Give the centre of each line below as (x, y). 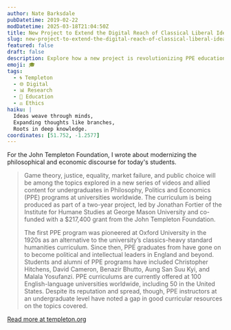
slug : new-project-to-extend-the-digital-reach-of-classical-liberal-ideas (118, 39)
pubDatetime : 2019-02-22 (43, 20)
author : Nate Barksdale (41, 13)
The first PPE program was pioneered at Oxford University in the (115, 233)
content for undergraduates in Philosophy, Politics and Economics (117, 190)
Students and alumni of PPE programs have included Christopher (116, 262)
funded (34, 219)
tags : (15, 71)
